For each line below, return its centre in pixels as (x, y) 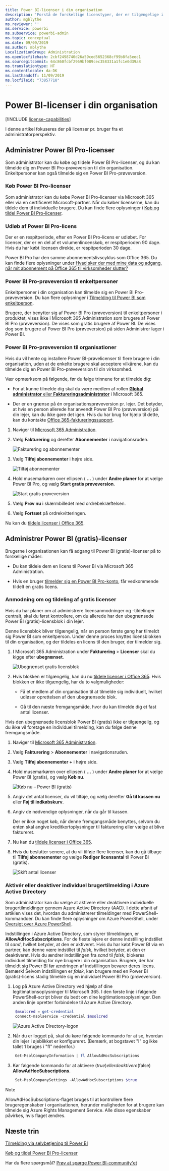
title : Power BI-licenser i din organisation (54, 10)
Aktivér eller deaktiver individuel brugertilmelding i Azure (77, 885)
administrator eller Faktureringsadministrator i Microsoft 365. (78, 394)
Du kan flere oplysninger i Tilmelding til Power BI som (90, 298)
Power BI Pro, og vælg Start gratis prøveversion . (64, 484)
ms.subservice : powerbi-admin (37, 33)
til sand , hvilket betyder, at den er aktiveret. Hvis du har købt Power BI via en (84, 945)
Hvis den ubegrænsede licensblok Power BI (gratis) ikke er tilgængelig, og (82, 722)
